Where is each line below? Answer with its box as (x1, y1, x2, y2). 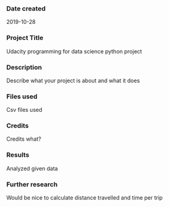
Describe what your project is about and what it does (6, 77, 140, 84)
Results (6, 150, 29, 159)
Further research (6, 180, 58, 189)
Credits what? (6, 135, 42, 143)
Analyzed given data (6, 165, 58, 172)
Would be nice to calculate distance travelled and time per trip (6, 194, 163, 201)
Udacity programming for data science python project (6, 47, 142, 55)
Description (6, 63, 42, 71)
